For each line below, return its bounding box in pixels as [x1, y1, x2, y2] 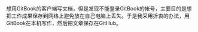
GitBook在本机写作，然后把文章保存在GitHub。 [6, 20, 121, 26]
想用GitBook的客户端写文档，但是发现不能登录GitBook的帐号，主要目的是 [6, 5, 187, 12]
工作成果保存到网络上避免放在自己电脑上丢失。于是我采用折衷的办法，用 [11, 12, 190, 19]
